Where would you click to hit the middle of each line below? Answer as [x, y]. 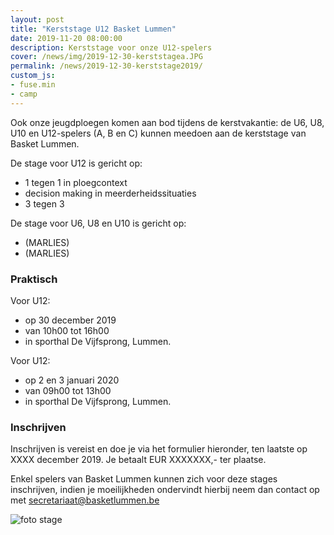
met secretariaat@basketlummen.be [85, 500]
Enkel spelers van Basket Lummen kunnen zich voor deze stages [144, 479]
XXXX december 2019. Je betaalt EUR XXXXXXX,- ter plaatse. [138, 460]
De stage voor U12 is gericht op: [76, 163]
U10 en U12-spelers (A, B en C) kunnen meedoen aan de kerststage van [158, 133]
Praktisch [34, 279]
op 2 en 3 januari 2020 [72, 380]
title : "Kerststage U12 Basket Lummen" [93, 29]
